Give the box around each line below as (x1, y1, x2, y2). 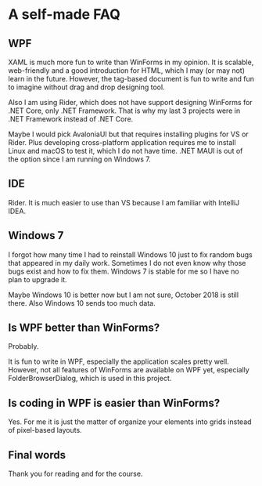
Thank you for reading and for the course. (8, 469, 143, 479)
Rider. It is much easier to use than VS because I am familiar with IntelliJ (8, 198, 240, 207)
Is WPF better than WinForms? (8, 321, 160, 335)
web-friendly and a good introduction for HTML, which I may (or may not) (8, 66, 245, 75)
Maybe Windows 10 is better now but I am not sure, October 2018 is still (8, 290, 239, 299)
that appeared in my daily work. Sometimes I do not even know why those (8, 258, 246, 267)
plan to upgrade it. (8, 274, 68, 284)
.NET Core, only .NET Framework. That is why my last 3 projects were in (8, 106, 241, 115)
